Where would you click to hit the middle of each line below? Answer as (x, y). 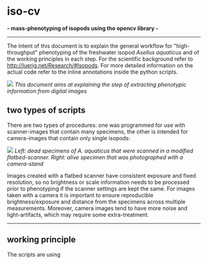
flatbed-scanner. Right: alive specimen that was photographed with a (95, 157)
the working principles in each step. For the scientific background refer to (100, 59)
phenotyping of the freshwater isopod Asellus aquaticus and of (119, 52)
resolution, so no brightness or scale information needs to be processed (98, 182)
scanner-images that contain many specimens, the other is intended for (97, 131)
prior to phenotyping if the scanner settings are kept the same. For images (101, 189)
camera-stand (25, 164)
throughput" (22, 52)
